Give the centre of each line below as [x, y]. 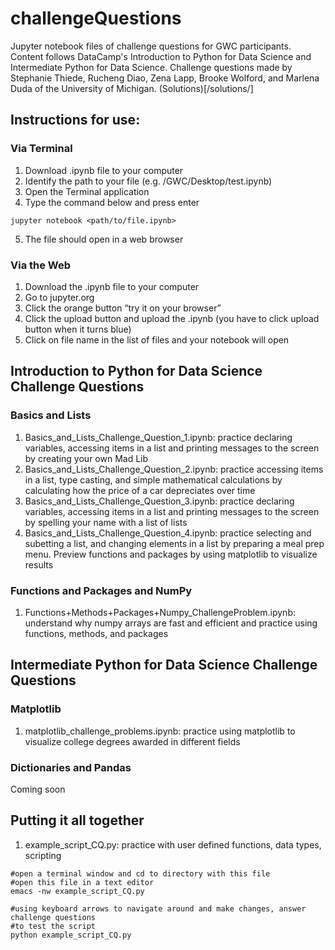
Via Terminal [41, 149]
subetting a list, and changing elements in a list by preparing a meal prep [174, 543]
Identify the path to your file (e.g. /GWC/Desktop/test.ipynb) [148, 181]
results [39, 564]
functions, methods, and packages [96, 633]
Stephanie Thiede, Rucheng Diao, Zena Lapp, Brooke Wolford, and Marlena [165, 78]
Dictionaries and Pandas [71, 767]
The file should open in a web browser [104, 239]
